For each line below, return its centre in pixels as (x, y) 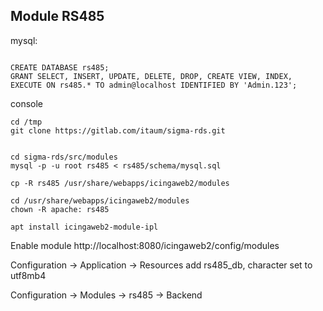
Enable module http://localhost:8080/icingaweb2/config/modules (145, 245)
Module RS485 (57, 16)
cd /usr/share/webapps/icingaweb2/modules (100, 200)
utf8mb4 (28, 275)
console (27, 103)
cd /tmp (26, 122)
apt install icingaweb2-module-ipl (84, 227)
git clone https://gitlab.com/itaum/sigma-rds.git (118, 130)
